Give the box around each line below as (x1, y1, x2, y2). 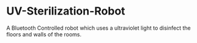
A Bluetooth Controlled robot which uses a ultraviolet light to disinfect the (6, 24, 191, 31)
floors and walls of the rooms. (6, 30, 82, 38)
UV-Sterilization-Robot (6, 4, 125, 18)
